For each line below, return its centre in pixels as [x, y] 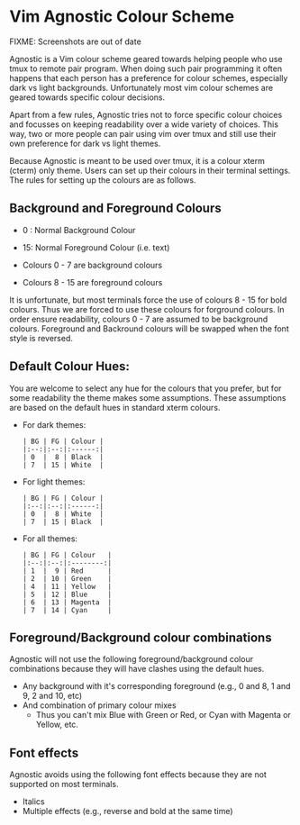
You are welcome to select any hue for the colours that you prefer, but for [145, 388]
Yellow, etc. [57, 725]
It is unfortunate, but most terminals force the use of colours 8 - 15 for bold [148, 300]
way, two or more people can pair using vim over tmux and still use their [143, 133]
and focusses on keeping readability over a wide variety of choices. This [144, 124]
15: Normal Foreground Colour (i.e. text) [96, 247]
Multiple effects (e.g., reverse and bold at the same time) [127, 811]
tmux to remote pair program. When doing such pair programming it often [145, 68]
